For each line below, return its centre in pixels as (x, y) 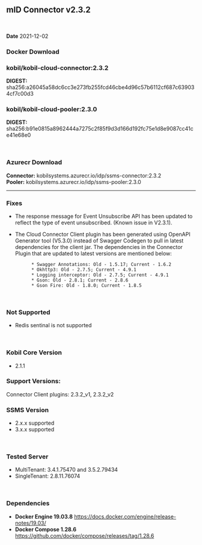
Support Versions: (34, 381)
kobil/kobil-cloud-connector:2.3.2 (57, 67)
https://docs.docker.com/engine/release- (125, 516)
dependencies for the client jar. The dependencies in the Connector (99, 247)
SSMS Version (28, 410)
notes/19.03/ (30, 523)
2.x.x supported (35, 423)
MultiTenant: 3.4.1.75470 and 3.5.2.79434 (66, 470)
